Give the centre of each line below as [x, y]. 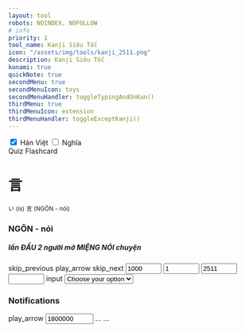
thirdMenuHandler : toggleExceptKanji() [74, 119]
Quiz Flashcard [33, 151]
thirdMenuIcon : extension [51, 112]
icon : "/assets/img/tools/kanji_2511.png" [80, 52]
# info [19, 30]
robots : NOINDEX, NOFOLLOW [53, 23]
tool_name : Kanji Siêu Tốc [53, 45]
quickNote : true [35, 75]
